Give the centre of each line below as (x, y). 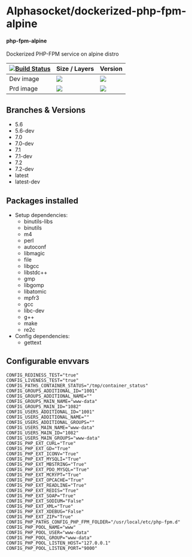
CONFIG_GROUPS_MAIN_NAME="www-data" (52, 401)
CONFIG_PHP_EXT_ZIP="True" (40, 517)
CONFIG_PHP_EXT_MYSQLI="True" (44, 459)
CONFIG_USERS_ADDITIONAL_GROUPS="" (51, 422)
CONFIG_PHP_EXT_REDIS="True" (42, 490)
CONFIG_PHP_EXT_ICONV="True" (42, 454)
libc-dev (34, 311)
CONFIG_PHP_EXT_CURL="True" (41, 443)
